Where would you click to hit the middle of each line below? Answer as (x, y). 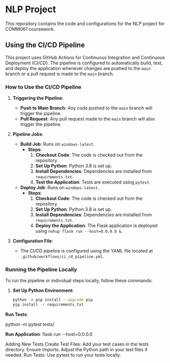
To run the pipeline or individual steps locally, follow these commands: (79, 281)
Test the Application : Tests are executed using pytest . (93, 182)
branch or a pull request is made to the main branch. (60, 74)
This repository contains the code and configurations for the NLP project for (85, 24)
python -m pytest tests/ (30, 324)
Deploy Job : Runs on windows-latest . (60, 188)
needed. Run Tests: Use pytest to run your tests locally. (63, 355)
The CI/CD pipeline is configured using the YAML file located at (87, 251)
